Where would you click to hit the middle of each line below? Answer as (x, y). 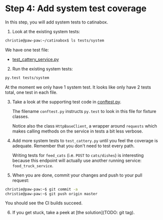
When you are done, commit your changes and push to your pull (77, 175)
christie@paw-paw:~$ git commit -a (41, 189)
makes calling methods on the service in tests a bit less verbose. (78, 131)
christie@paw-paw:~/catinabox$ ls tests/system (55, 40)
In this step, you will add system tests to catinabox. (57, 22)
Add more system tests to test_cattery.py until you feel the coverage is (85, 140)
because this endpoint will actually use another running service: (77, 160)
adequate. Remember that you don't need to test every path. (73, 146)
